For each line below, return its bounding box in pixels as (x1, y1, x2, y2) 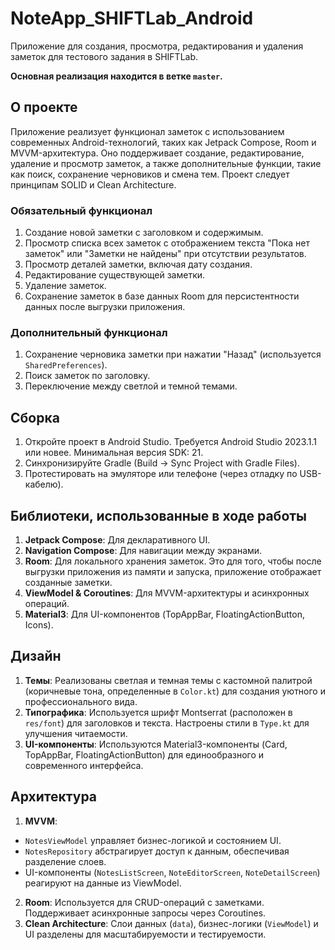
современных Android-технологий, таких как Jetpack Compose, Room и (10, 136, 317, 148)
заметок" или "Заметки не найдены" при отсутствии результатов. (24, 248, 307, 260)
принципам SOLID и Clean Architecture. (10, 178, 177, 191)
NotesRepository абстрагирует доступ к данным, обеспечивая (24, 845, 290, 857)
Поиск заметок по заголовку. (24, 370, 151, 382)
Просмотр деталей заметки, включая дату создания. (24, 258, 253, 271)
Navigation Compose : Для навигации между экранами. (24, 544, 263, 556)
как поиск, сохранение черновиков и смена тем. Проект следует (10, 168, 290, 180)
